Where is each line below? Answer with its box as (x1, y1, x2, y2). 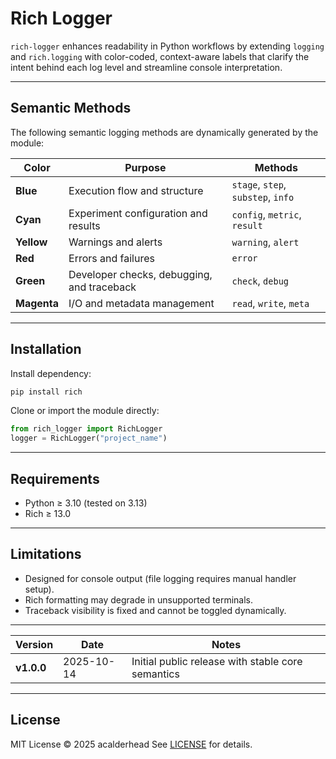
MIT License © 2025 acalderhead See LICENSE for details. (10, 738, 253, 750)
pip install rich (10, 387, 83, 397)
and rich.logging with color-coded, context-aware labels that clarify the (10, 50, 310, 62)
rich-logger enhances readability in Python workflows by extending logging (10, 40, 325, 52)
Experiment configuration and (68, 206, 208, 220)
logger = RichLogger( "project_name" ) (10, 433, 168, 444)
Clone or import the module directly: (10, 405, 160, 417)
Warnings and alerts (68, 235, 163, 249)
